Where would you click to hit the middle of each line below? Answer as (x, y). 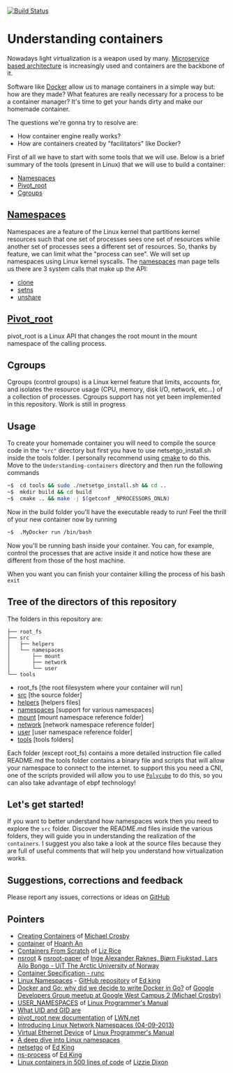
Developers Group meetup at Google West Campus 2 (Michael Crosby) (119, 995)
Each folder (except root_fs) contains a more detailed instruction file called (114, 753)
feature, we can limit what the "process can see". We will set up (99, 254)
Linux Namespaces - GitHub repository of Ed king (89, 980)
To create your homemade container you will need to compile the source (112, 443)
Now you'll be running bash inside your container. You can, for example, (111, 546)
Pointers (26, 919)
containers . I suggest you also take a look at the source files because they (114, 844)
